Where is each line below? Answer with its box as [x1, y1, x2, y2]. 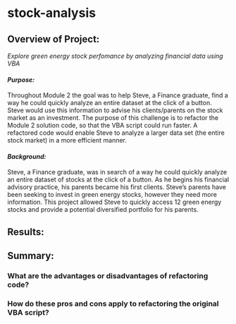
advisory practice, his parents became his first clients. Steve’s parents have [7, 183, 227, 191]
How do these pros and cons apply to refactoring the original [7, 299, 220, 308]
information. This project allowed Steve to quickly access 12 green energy [7, 198, 222, 206]
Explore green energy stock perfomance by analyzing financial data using [7, 52, 223, 60]
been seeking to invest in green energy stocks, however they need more [7, 191, 217, 199]
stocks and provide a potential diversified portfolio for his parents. [7, 205, 199, 214]
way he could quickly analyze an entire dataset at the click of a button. [7, 99, 213, 107]
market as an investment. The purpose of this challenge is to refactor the [7, 114, 219, 122]
